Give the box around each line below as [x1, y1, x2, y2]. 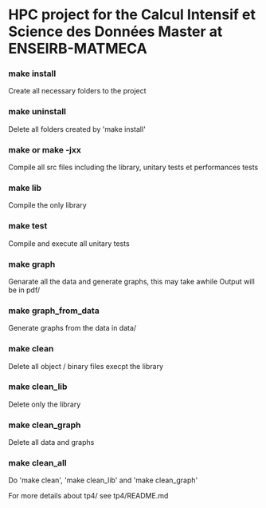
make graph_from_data [8, 305, 100, 316]
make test [8, 220, 48, 232]
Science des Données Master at [8, 22, 223, 41]
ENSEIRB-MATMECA [8, 40, 147, 58]
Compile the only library [8, 200, 88, 210]
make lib [8, 182, 42, 193]
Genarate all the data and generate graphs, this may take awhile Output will [8, 276, 255, 286]
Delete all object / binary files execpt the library [8, 361, 164, 371]
